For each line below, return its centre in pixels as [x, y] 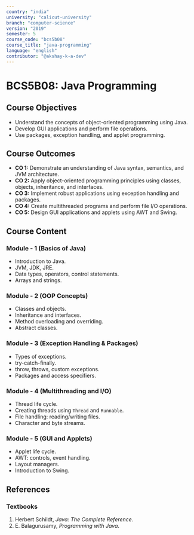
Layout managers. [37, 464]
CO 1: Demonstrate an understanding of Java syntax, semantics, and [99, 168]
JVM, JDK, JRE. [34, 268]
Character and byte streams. [50, 423]
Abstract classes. [36, 328]
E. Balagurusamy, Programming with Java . [67, 526]
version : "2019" [26, 28]
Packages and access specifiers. [56, 375]
